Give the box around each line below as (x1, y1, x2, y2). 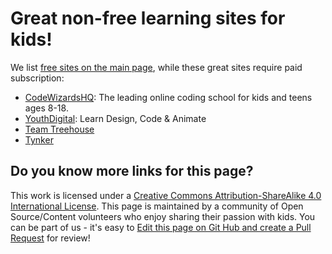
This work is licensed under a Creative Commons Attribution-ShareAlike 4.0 (10, 189, 322, 201)
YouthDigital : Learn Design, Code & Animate (24, 112, 207, 124)
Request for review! (10, 232, 91, 244)
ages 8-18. (24, 102, 69, 114)
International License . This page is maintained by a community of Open (10, 200, 304, 212)
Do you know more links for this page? (10, 163, 254, 180)
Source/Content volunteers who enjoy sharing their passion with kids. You (10, 210, 316, 222)
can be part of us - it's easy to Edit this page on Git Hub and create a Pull (10, 221, 312, 233)
